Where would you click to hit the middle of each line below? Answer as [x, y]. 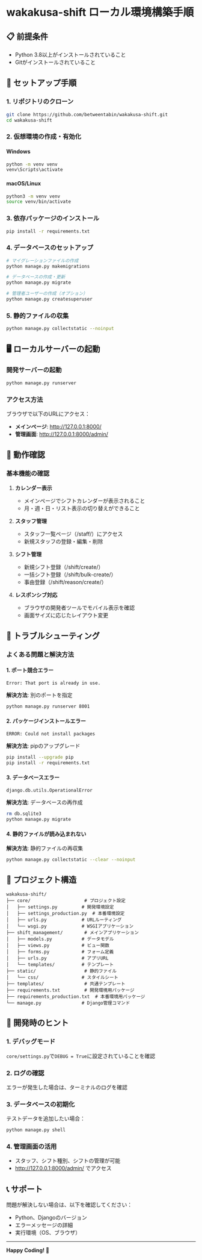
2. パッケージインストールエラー [46, 721]
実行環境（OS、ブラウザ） [48, 1233]
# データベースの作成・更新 [36, 277]
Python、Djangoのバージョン [51, 1218]
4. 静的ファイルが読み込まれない [46, 834]
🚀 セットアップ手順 [41, 83]
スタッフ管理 [31, 521]
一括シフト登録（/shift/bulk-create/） [70, 574]
